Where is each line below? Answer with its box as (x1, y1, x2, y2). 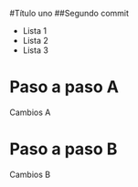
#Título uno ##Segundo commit (9, 8, 130, 18)
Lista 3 (22, 45, 48, 56)
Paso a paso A (9, 77, 119, 98)
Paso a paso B (9, 139, 118, 160)
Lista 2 (22, 36, 48, 46)
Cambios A (9, 107, 51, 118)
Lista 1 (22, 26, 48, 36)
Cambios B (9, 169, 51, 180)
